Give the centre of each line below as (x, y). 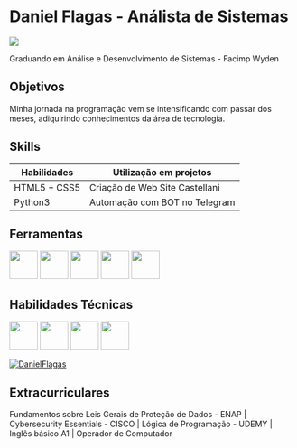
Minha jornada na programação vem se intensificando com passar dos (141, 108)
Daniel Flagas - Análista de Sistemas (149, 17)
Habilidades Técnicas (71, 304)
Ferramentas (46, 233)
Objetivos (37, 87)
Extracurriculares (60, 392)
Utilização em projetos (162, 172)
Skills (25, 147)
